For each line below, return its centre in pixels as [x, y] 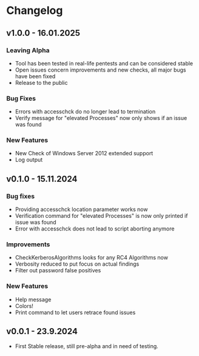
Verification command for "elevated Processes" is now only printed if [101, 216]
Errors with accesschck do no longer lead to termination [85, 112]
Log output [29, 160]
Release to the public [41, 82]
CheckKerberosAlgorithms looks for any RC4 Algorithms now [92, 258]
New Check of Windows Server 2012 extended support [84, 153]
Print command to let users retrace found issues [75, 312]
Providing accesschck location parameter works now [81, 209]
